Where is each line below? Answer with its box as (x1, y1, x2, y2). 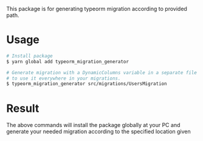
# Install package (6, 53, 53, 59)
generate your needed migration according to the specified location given (6, 128, 191, 136)
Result (6, 101, 40, 115)
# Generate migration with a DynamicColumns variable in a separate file (6, 69, 198, 75)
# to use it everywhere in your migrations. (6, 75, 121, 81)
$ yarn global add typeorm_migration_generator (6, 58, 129, 64)
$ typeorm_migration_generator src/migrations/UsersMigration (6, 81, 167, 87)
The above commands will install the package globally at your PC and (6, 122, 181, 129)
